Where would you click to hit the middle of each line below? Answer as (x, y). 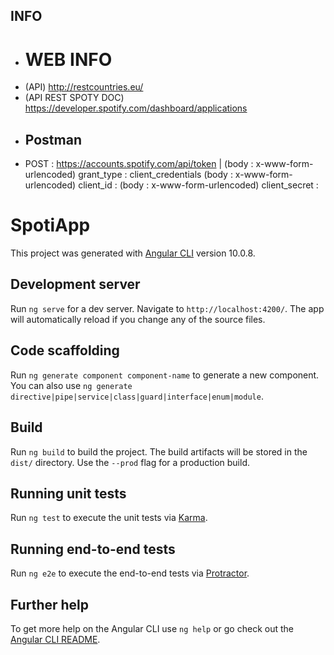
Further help (50, 604)
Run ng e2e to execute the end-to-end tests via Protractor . (130, 573)
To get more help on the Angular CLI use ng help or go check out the (152, 628)
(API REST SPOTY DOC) (74, 98)
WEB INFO (68, 59)
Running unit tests (68, 493)
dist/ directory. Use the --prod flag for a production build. (130, 462)
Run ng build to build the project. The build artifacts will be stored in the (159, 451)
